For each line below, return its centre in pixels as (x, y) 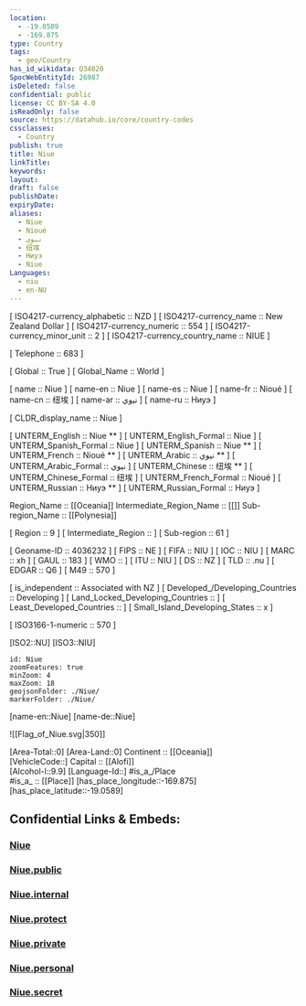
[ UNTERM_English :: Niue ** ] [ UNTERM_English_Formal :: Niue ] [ (136, 435)
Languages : (30, 273)
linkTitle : (30, 162)
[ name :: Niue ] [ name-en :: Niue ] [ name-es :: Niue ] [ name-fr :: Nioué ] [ (151, 389)
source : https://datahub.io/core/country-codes (102, 120)
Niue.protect (38, 918)
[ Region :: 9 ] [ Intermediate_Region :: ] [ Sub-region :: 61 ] (120, 532)
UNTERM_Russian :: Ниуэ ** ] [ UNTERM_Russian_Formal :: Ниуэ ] (135, 487)
